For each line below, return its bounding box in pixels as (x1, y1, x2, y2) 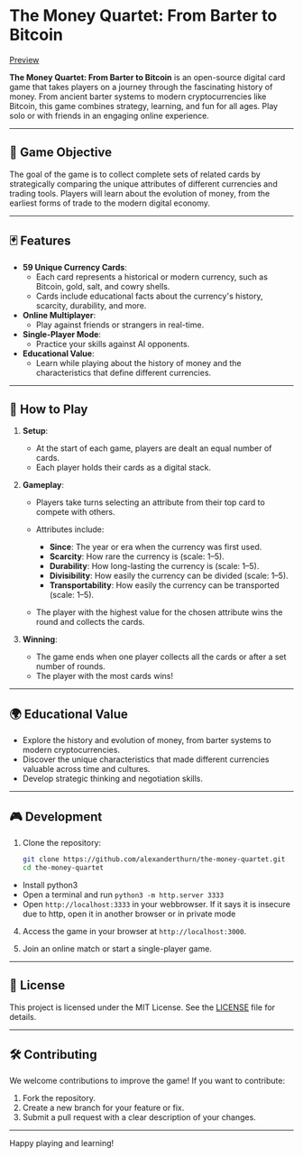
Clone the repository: (22, 838, 102, 848)
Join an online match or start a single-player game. (22, 943, 212, 954)
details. (9, 1011, 37, 1022)
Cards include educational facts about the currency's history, (35, 290, 263, 301)
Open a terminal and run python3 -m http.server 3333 (22, 889, 225, 900)
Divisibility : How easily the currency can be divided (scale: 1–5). (49, 570, 289, 582)
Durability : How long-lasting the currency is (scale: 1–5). (49, 561, 260, 572)
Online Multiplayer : (22, 309, 96, 320)
